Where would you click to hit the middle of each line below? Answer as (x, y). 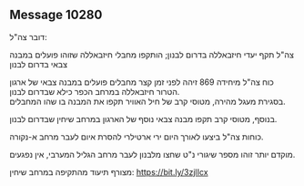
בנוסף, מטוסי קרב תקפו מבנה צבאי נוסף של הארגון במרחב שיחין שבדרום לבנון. (143, 119)
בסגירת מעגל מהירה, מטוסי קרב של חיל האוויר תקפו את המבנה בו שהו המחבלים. (148, 101)
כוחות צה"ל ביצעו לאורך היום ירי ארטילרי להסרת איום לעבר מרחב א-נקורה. (137, 137)
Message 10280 (56, 15)
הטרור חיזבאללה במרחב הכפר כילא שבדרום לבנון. (95, 91)
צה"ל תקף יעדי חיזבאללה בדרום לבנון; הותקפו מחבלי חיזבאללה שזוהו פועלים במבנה (152, 55)
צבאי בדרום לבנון (39, 64)
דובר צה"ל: (28, 36)
